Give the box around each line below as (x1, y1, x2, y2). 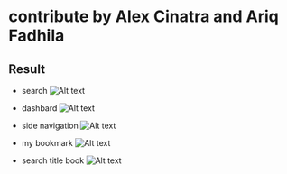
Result (8, 61, 46, 77)
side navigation (21, 120, 79, 131)
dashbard (21, 103, 58, 114)
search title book (21, 155, 85, 166)
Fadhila (8, 25, 65, 46)
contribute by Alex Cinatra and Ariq (8, 6, 279, 27)
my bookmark (21, 138, 74, 148)
